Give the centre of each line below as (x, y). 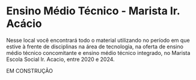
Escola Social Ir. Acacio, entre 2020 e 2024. (61, 59)
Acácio (24, 24)
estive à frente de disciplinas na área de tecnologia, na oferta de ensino (95, 47)
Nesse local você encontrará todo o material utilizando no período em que (98, 40)
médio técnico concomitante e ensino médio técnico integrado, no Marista (98, 53)
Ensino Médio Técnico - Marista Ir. (93, 11)
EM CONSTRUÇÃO (29, 70)
